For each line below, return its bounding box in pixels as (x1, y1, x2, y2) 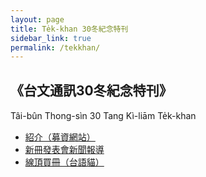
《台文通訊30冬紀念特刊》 (10, 82, 173, 99)
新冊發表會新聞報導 (24, 144, 105, 156)
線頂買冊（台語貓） (24, 156, 105, 168)
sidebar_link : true (10, 33, 92, 43)
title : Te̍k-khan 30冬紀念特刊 (10, 24, 129, 34)
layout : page (10, 14, 65, 25)
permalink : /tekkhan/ (10, 42, 101, 53)
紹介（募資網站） (24, 131, 96, 143)
